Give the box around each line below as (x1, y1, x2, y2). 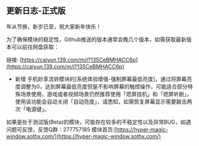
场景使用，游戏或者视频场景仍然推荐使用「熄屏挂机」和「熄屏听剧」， (20, 90, 192, 98)
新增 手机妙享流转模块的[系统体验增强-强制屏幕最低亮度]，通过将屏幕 (14, 75, 187, 83)
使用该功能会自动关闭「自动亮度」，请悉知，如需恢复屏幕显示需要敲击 (14, 98, 187, 105)
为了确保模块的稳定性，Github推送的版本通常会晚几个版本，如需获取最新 (6, 36, 187, 43)
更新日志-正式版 (6, 5, 66, 16)
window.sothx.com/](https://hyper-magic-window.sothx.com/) (6, 132, 161, 140)
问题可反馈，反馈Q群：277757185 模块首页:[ (6, 125, 116, 133)
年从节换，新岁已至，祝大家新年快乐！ (6, 23, 101, 30)
